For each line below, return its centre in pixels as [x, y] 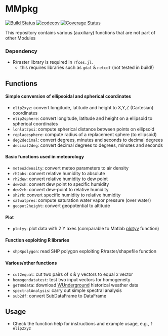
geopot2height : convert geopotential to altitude [61, 206]
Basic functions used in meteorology [45, 157]
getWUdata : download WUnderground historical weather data [75, 285]
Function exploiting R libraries [37, 240]
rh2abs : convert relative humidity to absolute [59, 174]
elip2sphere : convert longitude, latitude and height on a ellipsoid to [82, 118]
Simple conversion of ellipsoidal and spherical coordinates [68, 96]
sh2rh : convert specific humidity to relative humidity [67, 195]
